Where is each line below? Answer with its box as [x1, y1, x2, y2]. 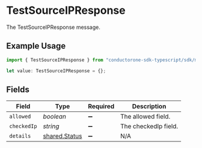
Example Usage [6, 41, 66, 51]
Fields [6, 84, 30, 94]
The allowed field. [120, 113, 171, 121]
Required [88, 102, 115, 111]
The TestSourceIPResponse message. [6, 23, 100, 31]
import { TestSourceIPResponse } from [6, 57, 103, 63]
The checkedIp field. [120, 122, 179, 131]
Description [132, 102, 167, 111]
